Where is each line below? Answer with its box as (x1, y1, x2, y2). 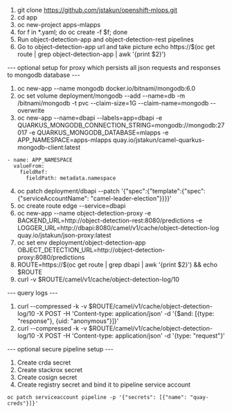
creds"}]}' (7, 400, 39, 407)
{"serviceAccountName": (17, 194, 89, 202)
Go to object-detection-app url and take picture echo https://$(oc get (17, 43, 215, 51)
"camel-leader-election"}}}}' (90, 194, 172, 202)
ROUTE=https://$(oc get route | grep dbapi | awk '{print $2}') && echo (17, 261, 218, 269)
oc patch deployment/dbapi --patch (17, 187, 120, 195)
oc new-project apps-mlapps (17, 21, 101, 28)
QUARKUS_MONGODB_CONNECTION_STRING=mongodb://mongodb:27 (17, 121, 225, 129)
